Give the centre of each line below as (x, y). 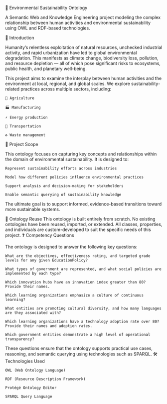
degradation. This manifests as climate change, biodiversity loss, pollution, (82, 58)
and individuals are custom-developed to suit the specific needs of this (78, 229)
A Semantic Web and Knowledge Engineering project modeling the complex (83, 17)
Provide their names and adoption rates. (49, 326)
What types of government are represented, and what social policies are (83, 269)
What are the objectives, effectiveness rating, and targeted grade (78, 256)
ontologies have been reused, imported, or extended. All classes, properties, (84, 224)
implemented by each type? (33, 273)
